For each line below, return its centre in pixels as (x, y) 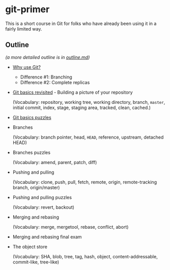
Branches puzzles (32, 152)
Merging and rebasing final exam (47, 237)
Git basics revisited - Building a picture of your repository (73, 92)
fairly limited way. (24, 29)
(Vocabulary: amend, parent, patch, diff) (55, 162)
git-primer (27, 9)
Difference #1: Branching (46, 77)
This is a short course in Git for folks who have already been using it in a (81, 23)
